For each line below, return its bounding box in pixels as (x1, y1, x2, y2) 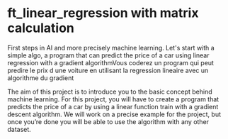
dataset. (7, 125, 32, 133)
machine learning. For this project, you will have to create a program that (7, 94, 220, 104)
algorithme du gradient (7, 73, 74, 82)
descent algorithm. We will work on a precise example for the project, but (7, 110, 222, 118)
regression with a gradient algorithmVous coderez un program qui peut (7, 58, 215, 67)
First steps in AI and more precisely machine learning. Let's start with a (7, 43, 215, 52)
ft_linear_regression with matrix (7, 5, 199, 21)
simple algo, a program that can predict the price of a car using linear (7, 51, 210, 60)
